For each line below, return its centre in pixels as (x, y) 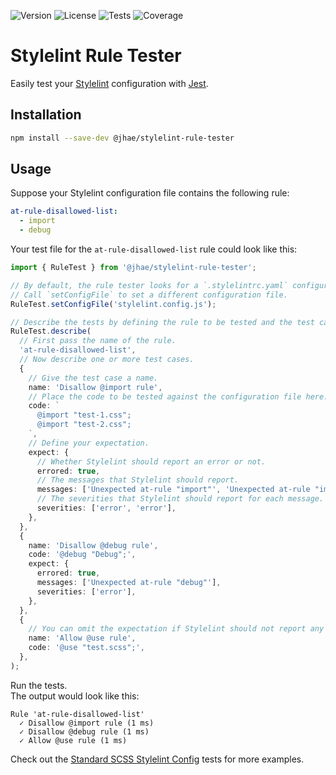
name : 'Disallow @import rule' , (95, 387)
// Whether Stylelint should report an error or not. (151, 461)
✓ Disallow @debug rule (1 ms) (84, 731)
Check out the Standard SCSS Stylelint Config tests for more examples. (157, 759)
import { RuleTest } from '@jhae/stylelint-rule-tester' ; (133, 268)
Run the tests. (39, 685)
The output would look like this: (75, 696)
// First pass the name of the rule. (98, 341)
